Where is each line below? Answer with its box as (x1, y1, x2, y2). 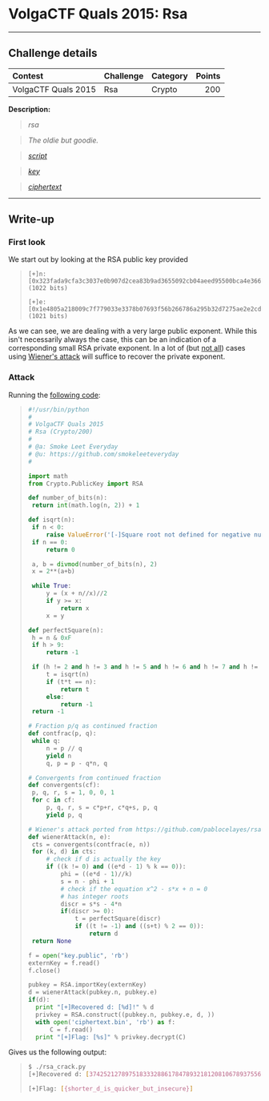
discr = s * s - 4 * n (60, 900, 122, 908)
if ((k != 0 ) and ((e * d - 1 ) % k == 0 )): (46, 862, 187, 871)
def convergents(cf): (27, 782, 100, 790)
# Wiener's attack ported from (27, 826, 133, 834)
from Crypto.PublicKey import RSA (27, 480, 143, 488)
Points (195, 70, 221, 81)
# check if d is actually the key (46, 855, 162, 863)
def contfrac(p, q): (27, 729, 97, 737)
